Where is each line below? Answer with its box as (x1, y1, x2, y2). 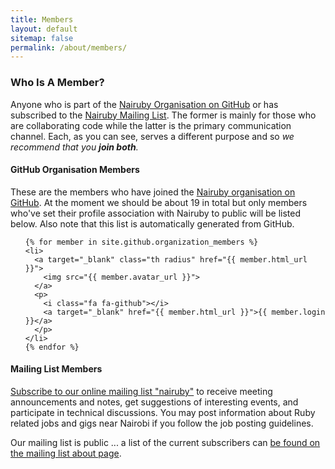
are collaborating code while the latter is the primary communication (10, 119, 292, 131)
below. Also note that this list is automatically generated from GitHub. (10, 217, 295, 230)
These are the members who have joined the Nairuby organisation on (10, 186, 296, 198)
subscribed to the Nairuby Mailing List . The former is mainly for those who (10, 109, 317, 121)
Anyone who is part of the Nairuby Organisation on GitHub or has (10, 98, 279, 110)
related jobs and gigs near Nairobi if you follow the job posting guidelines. (10, 417, 314, 429)
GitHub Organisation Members (10, 164, 140, 176)
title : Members (10, 14, 74, 25)
